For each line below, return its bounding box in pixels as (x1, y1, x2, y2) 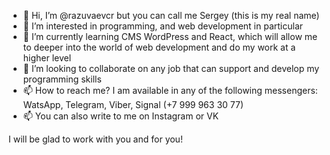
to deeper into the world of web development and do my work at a (22, 41, 296, 53)
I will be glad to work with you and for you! (8, 133, 183, 145)
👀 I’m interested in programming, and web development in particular (22, 20, 304, 32)
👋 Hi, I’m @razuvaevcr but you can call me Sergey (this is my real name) (22, 10, 320, 21)
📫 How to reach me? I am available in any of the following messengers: (22, 85, 318, 96)
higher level (22, 52, 72, 64)
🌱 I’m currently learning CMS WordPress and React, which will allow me (22, 31, 318, 42)
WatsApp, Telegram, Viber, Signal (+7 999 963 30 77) (22, 99, 245, 110)
